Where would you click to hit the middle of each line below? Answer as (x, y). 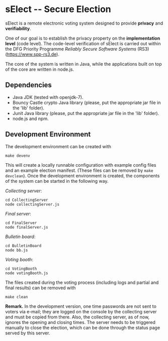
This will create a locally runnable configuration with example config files (81, 165)
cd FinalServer (21, 223)
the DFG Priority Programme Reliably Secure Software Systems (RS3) (77, 49)
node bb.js (17, 250)
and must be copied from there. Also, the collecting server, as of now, (77, 317)
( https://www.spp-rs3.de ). (32, 54)
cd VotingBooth (21, 269)
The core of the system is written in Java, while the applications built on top (83, 64)
